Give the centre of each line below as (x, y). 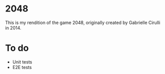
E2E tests (22, 67)
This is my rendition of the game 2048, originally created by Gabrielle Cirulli (83, 22)
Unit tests (22, 62)
